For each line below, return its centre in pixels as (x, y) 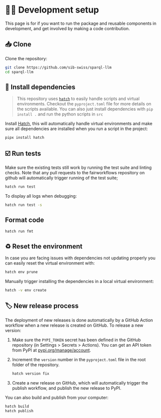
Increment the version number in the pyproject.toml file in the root (79, 359)
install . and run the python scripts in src (60, 114)
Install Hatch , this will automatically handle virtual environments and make (79, 124)
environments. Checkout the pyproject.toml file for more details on (84, 104)
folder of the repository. (36, 365)
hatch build (17, 406)
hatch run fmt (19, 231)
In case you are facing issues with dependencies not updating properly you (80, 258)
